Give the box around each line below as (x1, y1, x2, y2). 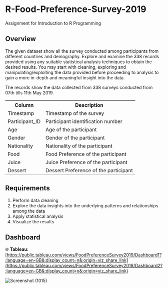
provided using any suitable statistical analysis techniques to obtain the (5, 59, 152, 65)
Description (74, 101, 103, 108)
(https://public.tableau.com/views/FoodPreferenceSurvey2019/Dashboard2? (5, 262, 163, 269)
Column (14, 101, 34, 108)
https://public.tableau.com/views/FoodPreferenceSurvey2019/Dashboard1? (6, 252, 162, 258)
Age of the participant (45, 126, 97, 133)
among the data (12, 208, 45, 214)
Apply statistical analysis (12, 213, 63, 219)
